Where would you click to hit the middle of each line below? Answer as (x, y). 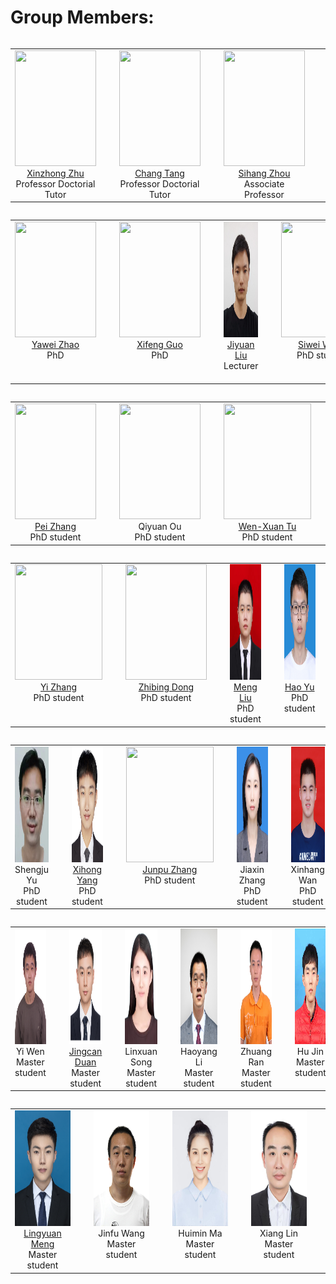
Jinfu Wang (121, 1233)
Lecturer (241, 365)
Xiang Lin (278, 1233)
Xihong (87, 869)
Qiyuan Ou (160, 527)
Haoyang (198, 1051)
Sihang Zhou (264, 173)
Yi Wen (30, 1051)
